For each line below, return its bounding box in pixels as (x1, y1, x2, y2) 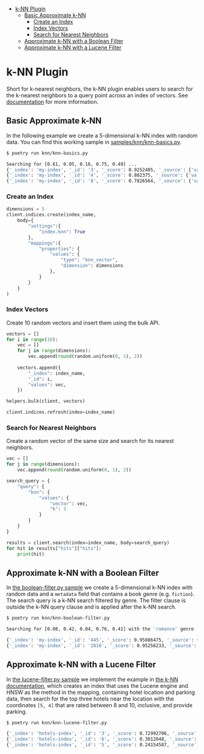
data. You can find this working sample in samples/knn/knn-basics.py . (6, 138, 182, 145)
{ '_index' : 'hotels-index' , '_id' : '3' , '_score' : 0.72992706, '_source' (6, 730, 197, 737)
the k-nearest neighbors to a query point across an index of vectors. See (6, 91, 188, 99)
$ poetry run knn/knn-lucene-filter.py (6, 719, 107, 725)
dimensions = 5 (6, 206, 45, 212)
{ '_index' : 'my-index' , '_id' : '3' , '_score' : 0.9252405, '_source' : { (6, 166, 191, 173)
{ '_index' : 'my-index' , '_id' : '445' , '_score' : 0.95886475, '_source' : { (6, 637, 200, 643)
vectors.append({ (17, 365, 61, 371)
